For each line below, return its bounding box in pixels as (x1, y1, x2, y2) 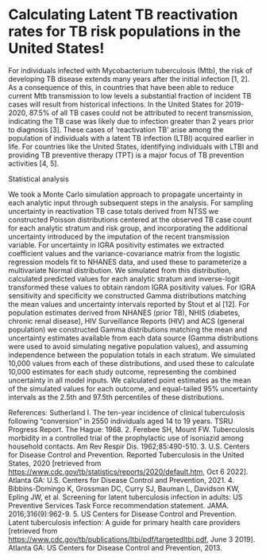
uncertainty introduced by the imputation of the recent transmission (8, 231, 230, 241)
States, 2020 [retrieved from (8, 458, 102, 468)
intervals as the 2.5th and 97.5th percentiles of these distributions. (8, 392, 225, 402)
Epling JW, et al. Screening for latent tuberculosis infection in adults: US (8, 492, 243, 502)
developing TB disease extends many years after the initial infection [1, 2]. (8, 74, 250, 84)
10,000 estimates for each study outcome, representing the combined (8, 367, 237, 376)
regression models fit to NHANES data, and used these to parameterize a (8, 257, 248, 266)
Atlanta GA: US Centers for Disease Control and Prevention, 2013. (8, 542, 222, 552)
